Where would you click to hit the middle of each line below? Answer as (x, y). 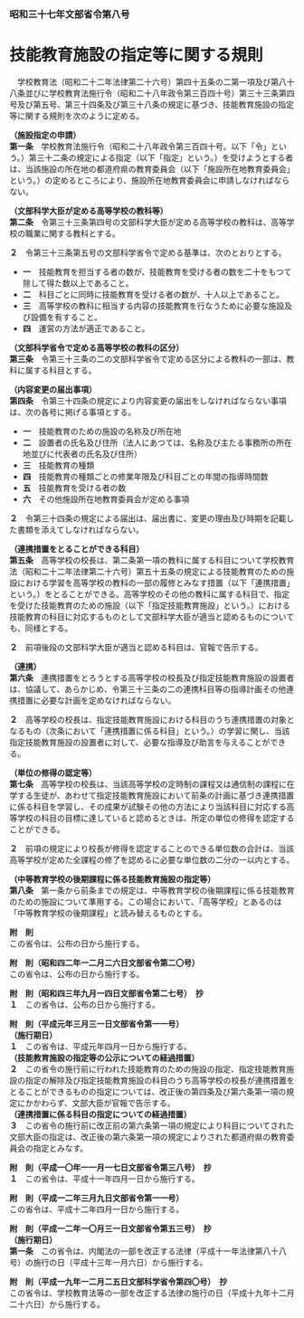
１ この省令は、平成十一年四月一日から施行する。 (104, 1179)
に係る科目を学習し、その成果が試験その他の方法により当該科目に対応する (148, 806)
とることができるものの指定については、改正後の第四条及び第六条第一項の (148, 1091)
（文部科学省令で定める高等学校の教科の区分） (96, 347)
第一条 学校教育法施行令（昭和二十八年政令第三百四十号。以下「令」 (140, 146)
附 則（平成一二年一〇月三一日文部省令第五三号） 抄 (110, 1228)
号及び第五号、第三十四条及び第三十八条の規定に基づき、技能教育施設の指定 (152, 104)
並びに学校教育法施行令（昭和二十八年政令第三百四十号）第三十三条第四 (160, 93)
